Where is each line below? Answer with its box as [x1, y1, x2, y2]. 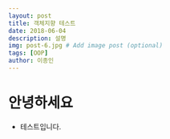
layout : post [8, 11, 52, 20]
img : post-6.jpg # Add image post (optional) [8, 42, 163, 50]
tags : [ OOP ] [8, 49, 48, 57]
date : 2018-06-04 [8, 27, 67, 35]
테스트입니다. [19, 121, 62, 131]
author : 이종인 [8, 57, 55, 65]
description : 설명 [8, 34, 67, 43]
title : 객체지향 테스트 [8, 19, 76, 27]
